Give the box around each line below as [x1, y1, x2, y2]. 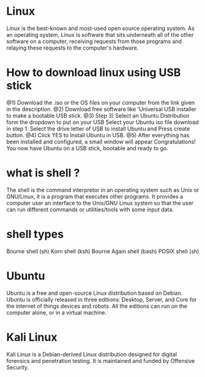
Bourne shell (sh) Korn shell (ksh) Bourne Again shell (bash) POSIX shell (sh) [6, 247, 199, 255]
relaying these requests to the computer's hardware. [6, 44, 139, 51]
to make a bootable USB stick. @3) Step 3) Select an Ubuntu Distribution [6, 112, 190, 119]
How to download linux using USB [6, 66, 181, 80]
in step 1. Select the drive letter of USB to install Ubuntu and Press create [6, 124, 190, 132]
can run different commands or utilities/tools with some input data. [6, 205, 174, 213]
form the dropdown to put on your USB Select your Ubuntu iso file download [6, 118, 199, 126]
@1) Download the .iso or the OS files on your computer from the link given [6, 99, 195, 106]
